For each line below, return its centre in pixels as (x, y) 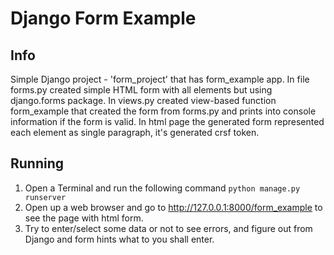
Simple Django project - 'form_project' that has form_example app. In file (160, 79)
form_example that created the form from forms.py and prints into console (163, 111)
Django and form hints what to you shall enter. (119, 239)
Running (37, 163)
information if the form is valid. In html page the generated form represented (167, 121)
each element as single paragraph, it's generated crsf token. (135, 132)
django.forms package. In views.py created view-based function (143, 100)
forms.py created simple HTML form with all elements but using (141, 90)
